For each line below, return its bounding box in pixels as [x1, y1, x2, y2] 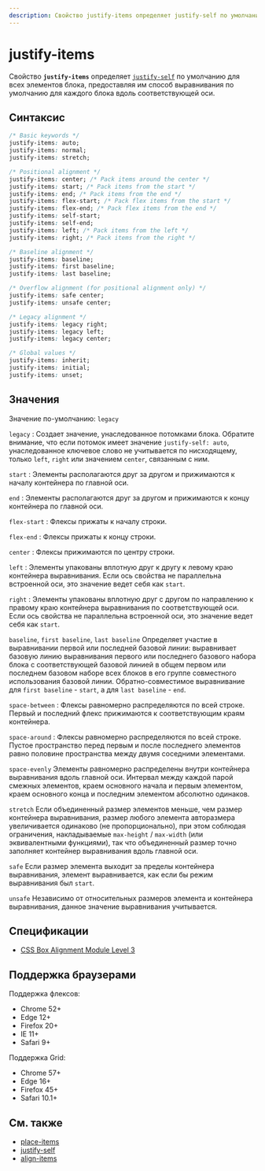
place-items [20, 1137, 60, 1146]
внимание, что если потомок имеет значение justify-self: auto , [9, 438, 230, 447]
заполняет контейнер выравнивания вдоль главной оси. [9, 846, 199, 855]
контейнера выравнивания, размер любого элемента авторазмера [9, 812, 235, 822]
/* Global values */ [9, 349, 77, 357]
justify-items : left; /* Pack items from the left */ [9, 226, 190, 235]
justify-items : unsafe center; [9, 298, 112, 307]
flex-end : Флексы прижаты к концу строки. [9, 532, 156, 541]
